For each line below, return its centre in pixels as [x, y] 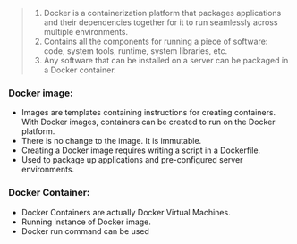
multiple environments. [86, 32]
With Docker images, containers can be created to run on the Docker [148, 122]
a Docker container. [80, 70]
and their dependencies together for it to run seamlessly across [161, 22]
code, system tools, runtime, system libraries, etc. [136, 51]
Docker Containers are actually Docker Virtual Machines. [126, 212]
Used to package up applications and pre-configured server [132, 160]
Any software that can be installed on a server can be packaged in [166, 60]
